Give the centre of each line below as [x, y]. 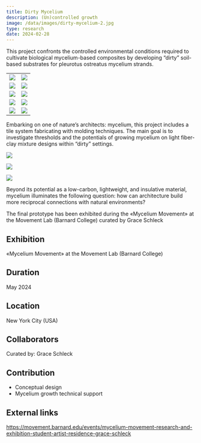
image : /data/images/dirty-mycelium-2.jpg [60, 23]
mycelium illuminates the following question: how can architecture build [94, 196]
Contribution [31, 373]
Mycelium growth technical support [59, 394]
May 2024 [19, 287]
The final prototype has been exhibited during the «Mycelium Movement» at [100, 214]
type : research [25, 29]
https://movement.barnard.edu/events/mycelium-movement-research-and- [100, 427]
